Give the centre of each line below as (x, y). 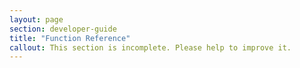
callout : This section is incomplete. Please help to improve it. (150, 47)
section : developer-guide (63, 29)
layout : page (36, 19)
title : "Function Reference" (70, 38)
